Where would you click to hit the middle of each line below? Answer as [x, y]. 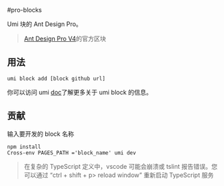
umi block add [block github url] [57, 78]
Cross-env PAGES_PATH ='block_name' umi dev [72, 153]
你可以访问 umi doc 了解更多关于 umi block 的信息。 [80, 92]
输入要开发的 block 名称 [40, 134]
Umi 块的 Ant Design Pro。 [45, 24]
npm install [24, 147]
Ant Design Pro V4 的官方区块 [65, 38]
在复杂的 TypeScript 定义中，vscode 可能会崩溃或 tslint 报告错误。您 [121, 166]
